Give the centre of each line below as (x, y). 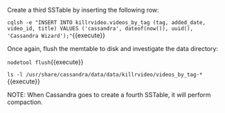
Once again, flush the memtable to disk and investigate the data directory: (112, 49)
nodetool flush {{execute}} (46, 62)
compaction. (25, 102)
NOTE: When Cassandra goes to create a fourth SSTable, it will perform (109, 95)
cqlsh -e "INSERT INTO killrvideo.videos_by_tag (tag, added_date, (107, 23)
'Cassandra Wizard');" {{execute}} (56, 35)
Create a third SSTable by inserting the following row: (83, 10)
